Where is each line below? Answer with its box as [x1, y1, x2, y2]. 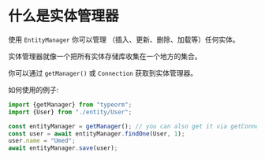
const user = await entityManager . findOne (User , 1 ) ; [8, 129, 185, 138]
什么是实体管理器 [8, 7, 120, 25]
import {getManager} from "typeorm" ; [8, 100, 132, 109]
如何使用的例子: [8, 84, 59, 95]
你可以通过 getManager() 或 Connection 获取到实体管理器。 [8, 68, 198, 77]
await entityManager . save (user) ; [8, 144, 118, 152]
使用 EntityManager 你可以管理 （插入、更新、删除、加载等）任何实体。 [8, 35, 240, 44]
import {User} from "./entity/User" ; [8, 108, 132, 116]
